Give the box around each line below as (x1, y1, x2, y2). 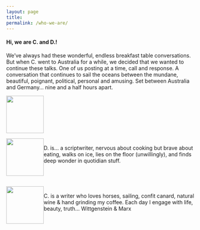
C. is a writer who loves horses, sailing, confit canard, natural (44, 192, 195, 199)
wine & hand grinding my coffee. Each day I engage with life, (44, 198, 193, 205)
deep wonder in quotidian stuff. (44, 157, 121, 164)
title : (6, 14, 23, 20)
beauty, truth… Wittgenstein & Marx (44, 205, 132, 212)
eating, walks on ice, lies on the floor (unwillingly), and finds (44, 150, 192, 158)
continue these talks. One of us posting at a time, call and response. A (6, 64, 179, 72)
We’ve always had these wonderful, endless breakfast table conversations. (6, 52, 191, 59)
